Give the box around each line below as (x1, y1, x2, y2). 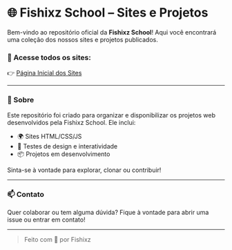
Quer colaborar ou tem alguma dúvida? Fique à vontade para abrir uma (7, 208, 209, 216)
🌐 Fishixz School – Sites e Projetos (7, 5, 209, 21)
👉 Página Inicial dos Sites (7, 69, 82, 77)
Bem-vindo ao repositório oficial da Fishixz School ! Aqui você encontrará (7, 28, 217, 36)
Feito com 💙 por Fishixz (23, 235, 91, 243)
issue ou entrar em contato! (7, 215, 86, 224)
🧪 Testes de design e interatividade (17, 142, 118, 150)
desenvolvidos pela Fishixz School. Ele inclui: (7, 118, 136, 126)
